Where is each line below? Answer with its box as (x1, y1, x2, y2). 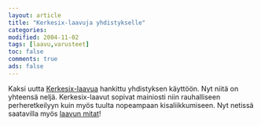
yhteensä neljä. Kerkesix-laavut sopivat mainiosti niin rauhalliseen (8, 92, 221, 102)
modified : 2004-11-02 (8, 33, 79, 41)
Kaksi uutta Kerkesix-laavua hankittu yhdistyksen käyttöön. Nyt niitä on (8, 84, 239, 93)
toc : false (8, 48, 44, 56)
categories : (8, 26, 47, 34)
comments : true (8, 56, 58, 63)
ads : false (8, 63, 44, 70)
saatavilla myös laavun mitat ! (8, 109, 101, 118)
